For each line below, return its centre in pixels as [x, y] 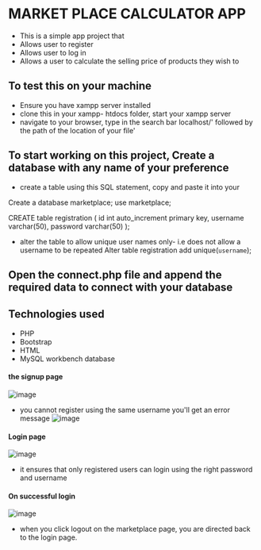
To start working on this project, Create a [111, 156]
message [35, 418]
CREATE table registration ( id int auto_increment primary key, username [126, 217]
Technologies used [56, 314]
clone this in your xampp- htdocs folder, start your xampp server [125, 113]
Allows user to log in [53, 52]
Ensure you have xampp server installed [85, 105]
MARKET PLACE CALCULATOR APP [127, 14]
